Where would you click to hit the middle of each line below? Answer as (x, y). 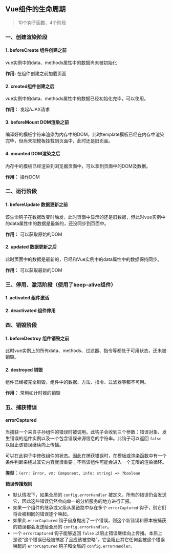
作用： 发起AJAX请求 (28, 110)
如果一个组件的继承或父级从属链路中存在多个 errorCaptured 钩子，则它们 (89, 508)
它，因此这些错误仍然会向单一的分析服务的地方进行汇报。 (73, 501)
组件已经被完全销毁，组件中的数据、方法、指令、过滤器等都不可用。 (77, 382)
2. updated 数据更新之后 (31, 247)
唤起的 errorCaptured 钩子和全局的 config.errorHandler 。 (74, 546)
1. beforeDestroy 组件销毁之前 (37, 338)
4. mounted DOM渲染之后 (33, 153)
